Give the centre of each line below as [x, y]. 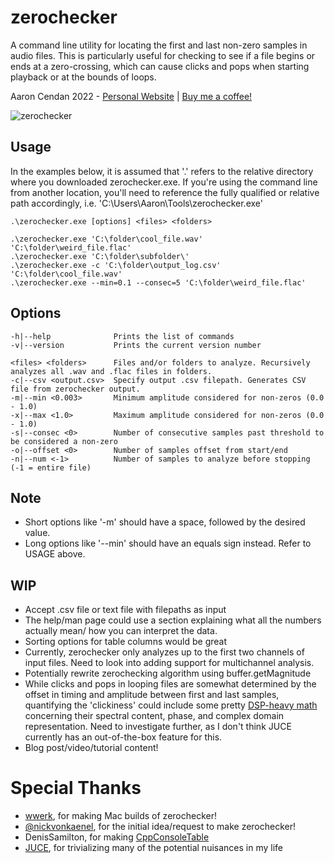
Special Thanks [76, 788]
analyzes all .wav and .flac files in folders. [111, 371]
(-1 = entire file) [51, 467]
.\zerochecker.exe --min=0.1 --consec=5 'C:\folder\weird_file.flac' [158, 282]
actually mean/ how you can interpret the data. [121, 631]
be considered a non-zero [64, 441]
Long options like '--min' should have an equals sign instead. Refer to [168, 543]
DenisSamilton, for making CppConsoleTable [117, 837]
